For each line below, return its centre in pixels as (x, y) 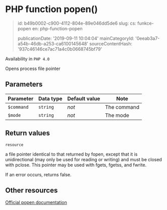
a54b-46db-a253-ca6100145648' (53, 43)
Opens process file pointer (33, 68)
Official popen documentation (36, 202)
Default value (84, 98)
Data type (50, 98)
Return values (28, 133)
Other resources (32, 190)
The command (122, 107)
